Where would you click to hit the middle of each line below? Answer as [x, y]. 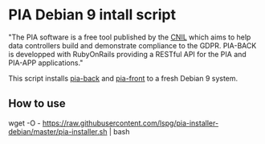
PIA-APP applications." [46, 63]
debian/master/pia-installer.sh [58, 131]
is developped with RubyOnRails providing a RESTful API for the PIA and [127, 54]
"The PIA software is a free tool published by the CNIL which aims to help [130, 37]
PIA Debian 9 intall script [92, 15]
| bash [119, 131]
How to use [37, 103]
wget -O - [24, 123]
